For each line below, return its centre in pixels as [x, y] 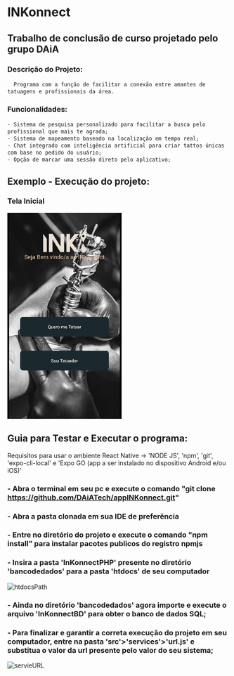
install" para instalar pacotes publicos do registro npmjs [105, 544]
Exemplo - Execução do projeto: [78, 181]
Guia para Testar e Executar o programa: [98, 439]
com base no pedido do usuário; [54, 153]
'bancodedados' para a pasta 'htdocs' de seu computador [109, 571]
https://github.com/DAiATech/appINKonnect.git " [93, 498]
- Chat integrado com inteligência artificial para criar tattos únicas [116, 146]
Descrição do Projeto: [45, 69]
